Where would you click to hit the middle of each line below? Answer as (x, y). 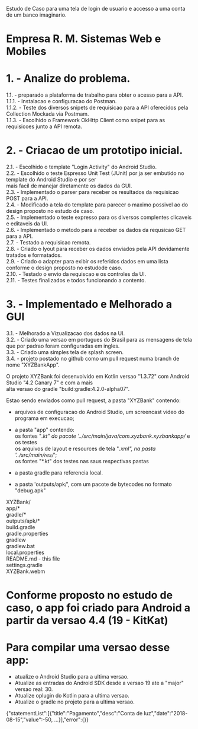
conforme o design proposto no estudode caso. (64, 268)
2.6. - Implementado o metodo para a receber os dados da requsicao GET (96, 230)
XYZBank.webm (26, 571)
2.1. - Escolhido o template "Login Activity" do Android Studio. (82, 167)
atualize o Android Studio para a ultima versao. (72, 677)
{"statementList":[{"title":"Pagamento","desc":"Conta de (74, 714)
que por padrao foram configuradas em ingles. (63, 346)
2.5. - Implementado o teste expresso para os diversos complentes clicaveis (99, 217)
